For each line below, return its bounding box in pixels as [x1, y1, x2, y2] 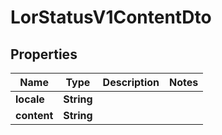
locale [15, 92, 45, 106]
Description [102, 76, 160, 89]
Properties [10, 46, 78, 63]
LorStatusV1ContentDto [10, 6, 212, 29]
